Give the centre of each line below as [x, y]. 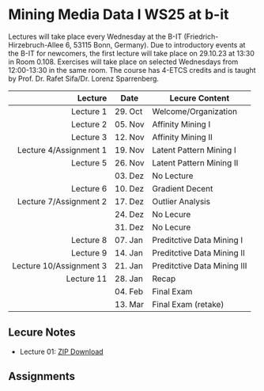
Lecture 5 [89, 162]
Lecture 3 [89, 137]
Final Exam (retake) [188, 304]
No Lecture [173, 176]
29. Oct [128, 111]
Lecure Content [200, 98]
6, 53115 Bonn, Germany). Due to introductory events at [155, 44]
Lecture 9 [89, 252]
